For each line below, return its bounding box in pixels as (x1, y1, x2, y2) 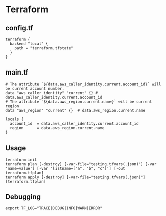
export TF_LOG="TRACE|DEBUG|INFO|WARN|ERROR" (5, 206, 102, 211)
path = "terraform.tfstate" (14, 46, 73, 51)
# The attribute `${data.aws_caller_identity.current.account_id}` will (5, 82, 161, 87)
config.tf (5, 24, 34, 32)
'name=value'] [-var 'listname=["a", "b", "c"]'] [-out (5, 166, 125, 171)
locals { (5, 117, 24, 122)
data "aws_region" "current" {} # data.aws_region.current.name (5, 108, 145, 113)
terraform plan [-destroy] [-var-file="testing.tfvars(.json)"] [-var (5, 161, 157, 167)
